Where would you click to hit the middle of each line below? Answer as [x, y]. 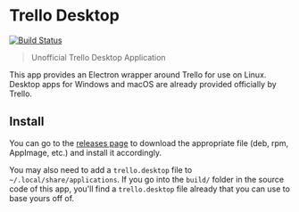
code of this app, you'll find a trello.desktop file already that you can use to [149, 189]
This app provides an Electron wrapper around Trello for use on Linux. [138, 74]
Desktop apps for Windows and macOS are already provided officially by [143, 84]
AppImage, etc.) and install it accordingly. [86, 152]
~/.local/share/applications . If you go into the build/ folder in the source [146, 179]
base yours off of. [42, 198]
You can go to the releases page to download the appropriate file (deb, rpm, [149, 143]
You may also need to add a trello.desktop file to [101, 169]
